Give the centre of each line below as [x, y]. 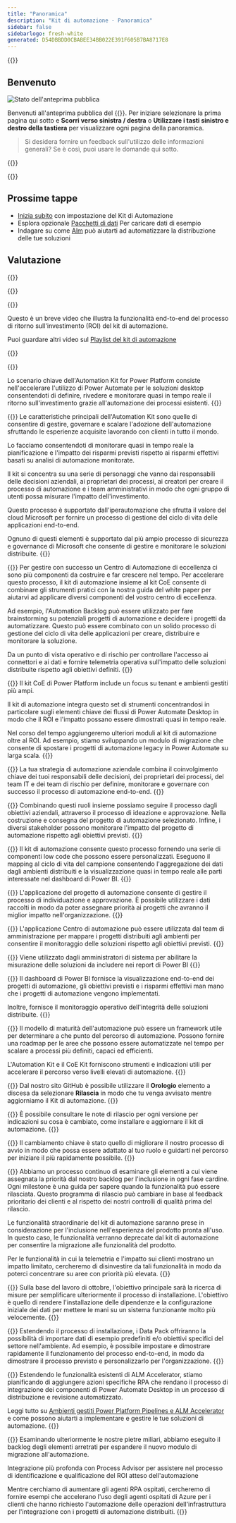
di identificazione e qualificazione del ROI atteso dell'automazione [103, 1475]
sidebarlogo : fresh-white [45, 33]
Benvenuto [32, 82]
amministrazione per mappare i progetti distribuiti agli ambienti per [104, 936]
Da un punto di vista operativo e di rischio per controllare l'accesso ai [108, 654]
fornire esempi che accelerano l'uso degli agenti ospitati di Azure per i [109, 1496]
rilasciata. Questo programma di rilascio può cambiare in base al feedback [115, 1194]
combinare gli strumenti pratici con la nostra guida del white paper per [109, 589]
